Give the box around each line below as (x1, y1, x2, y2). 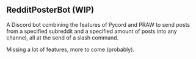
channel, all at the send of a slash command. (6, 33, 119, 41)
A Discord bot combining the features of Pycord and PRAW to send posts (6, 21, 191, 28)
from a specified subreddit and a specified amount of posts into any (6, 27, 177, 35)
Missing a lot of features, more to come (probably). (6, 46, 135, 53)
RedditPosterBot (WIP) (6, 5, 95, 15)
